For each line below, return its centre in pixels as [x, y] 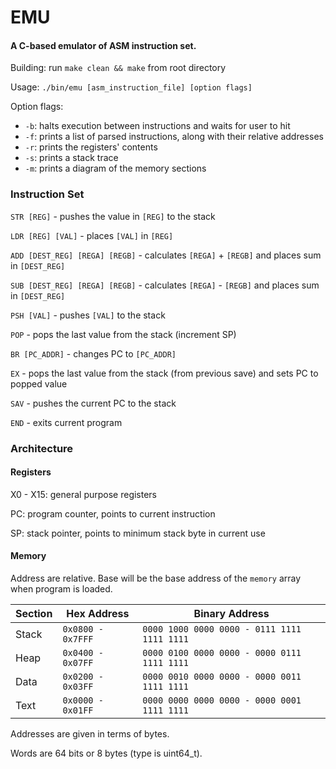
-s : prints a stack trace [71, 158]
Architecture [42, 448]
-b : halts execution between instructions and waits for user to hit [157, 126]
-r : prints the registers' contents [91, 147]
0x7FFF [78, 639]
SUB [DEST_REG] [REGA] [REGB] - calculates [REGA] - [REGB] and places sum [165, 285]
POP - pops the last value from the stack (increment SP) [123, 334]
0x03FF [78, 687]
